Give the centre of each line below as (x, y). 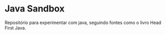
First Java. (15, 27)
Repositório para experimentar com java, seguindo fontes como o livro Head (83, 22)
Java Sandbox (35, 9)
